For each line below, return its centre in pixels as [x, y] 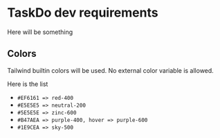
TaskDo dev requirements [83, 13]
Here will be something [40, 32]
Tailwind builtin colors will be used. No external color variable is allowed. [111, 70]
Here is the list [28, 84]
